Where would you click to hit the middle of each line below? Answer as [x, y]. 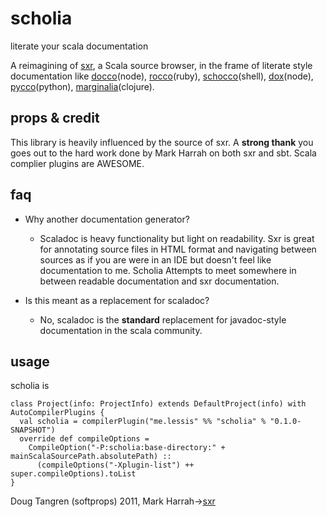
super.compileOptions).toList [73, 474]
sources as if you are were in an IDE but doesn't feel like [155, 259]
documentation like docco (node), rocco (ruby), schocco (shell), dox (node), [162, 76]
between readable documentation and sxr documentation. [159, 281]
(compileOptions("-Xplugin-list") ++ [115, 465]
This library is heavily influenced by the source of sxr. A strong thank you [162, 142]
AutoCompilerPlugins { [57, 413]
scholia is [30, 386]
